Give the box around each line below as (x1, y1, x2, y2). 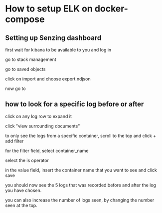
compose (5, 13, 45, 25)
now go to (5, 85, 26, 91)
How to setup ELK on (5, 3, 93, 14)
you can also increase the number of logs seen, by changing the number (5, 197, 155, 203)
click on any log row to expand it (5, 113, 72, 119)
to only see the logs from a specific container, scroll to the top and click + (5, 132, 156, 138)
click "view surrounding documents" (5, 123, 80, 129)
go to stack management (5, 56, 56, 62)
